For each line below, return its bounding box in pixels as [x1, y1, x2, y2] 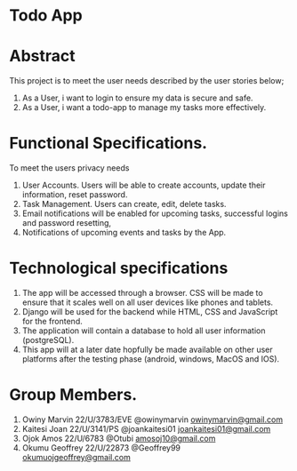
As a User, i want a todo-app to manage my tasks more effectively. [21, 102, 267, 113]
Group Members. [9, 385, 138, 405]
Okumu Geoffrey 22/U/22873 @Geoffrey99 [21, 442, 181, 453]
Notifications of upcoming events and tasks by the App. [21, 228, 227, 238]
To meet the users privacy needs [9, 163, 130, 173]
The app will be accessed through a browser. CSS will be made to [21, 288, 264, 298]
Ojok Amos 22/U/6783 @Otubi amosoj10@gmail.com [21, 433, 216, 443]
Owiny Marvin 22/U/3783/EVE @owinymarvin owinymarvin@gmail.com [21, 414, 283, 425]
